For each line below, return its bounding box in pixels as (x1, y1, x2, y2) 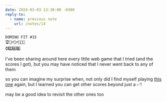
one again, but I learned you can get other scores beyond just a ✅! (5, 82, 142, 88)
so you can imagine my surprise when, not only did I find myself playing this (5, 76, 161, 82)
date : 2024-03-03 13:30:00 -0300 (5, 7, 75, 12)
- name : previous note (9, 16, 57, 21)
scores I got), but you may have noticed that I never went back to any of (5, 61, 153, 67)
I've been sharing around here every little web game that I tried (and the (5, 56, 153, 62)
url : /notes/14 (14, 21, 46, 26)
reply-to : (5, 12, 26, 17)
